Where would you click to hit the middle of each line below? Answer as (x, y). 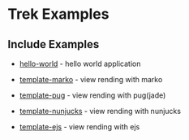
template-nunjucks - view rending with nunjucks (100, 111)
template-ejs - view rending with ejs (79, 127)
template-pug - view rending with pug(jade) (92, 95)
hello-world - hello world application (80, 63)
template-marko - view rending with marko (91, 79)
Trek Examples (58, 14)
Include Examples (54, 44)
